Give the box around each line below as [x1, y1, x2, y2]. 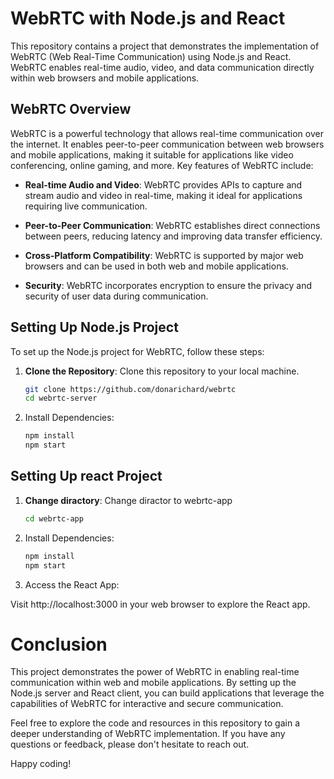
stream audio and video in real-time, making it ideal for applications [24, 189, 303, 201]
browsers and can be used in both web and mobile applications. [24, 260, 289, 272]
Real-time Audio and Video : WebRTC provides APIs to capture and [24, 178, 303, 191]
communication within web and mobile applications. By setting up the [10, 677, 297, 689]
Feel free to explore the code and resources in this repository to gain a [10, 717, 300, 729]
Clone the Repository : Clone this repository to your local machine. [24, 365, 300, 377]
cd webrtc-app [24, 513, 84, 524]
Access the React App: [24, 578, 120, 591]
